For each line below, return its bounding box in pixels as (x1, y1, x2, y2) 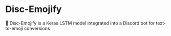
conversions (24, 25, 50, 31)
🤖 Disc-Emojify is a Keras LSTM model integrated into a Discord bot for (5, 20, 155, 26)
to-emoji (5, 25, 23, 31)
